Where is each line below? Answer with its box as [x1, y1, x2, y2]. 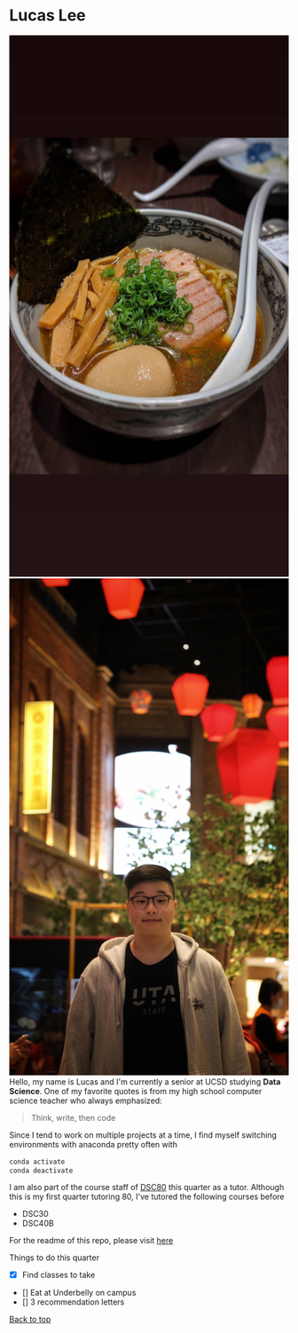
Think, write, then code [30, 1112, 116, 1123]
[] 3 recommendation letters [21, 1297, 125, 1307]
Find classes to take [21, 1269, 96, 1280]
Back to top [9, 1313, 51, 1324]
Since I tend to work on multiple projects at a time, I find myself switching [9, 1129, 278, 1140]
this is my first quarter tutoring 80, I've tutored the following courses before [9, 1191, 285, 1202]
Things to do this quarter [9, 1252, 100, 1263]
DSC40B [21, 1218, 55, 1228]
